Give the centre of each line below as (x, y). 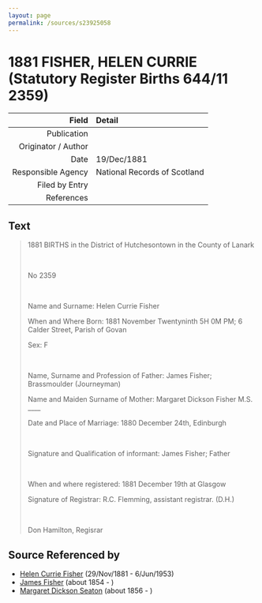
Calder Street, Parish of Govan (77, 330)
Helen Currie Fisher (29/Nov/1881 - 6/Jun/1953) (97, 574)
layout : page (30, 15)
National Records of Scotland (150, 172)
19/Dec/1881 (122, 159)
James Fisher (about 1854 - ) (67, 582)
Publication (67, 133)
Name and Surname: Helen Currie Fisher (94, 306)
